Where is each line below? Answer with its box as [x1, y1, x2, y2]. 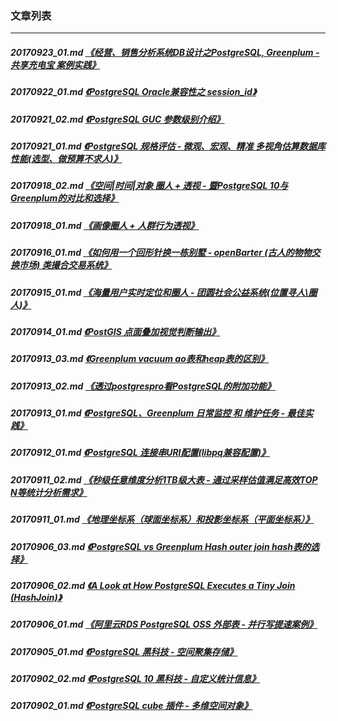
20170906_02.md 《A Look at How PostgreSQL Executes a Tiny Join [10, 579, 296, 591]
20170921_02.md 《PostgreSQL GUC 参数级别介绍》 [10, 113, 225, 125]
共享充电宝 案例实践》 [10, 58, 101, 71]
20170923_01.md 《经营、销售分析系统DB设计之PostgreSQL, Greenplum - [10, 46, 320, 58]
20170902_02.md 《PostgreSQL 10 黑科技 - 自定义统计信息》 [10, 673, 261, 685]
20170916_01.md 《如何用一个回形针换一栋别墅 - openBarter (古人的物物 [10, 247, 312, 259]
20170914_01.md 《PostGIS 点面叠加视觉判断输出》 [10, 325, 221, 337]
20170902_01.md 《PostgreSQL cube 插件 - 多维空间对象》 [10, 700, 253, 712]
